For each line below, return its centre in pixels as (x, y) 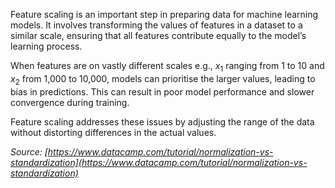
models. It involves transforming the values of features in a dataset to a (156, 25)
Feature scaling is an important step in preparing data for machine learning (164, 14)
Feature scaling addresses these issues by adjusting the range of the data (162, 121)
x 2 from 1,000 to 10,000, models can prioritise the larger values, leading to (163, 79)
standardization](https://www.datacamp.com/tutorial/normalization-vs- (159, 162)
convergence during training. (70, 102)
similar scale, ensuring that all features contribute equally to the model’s (158, 35)
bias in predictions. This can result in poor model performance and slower (162, 91)
